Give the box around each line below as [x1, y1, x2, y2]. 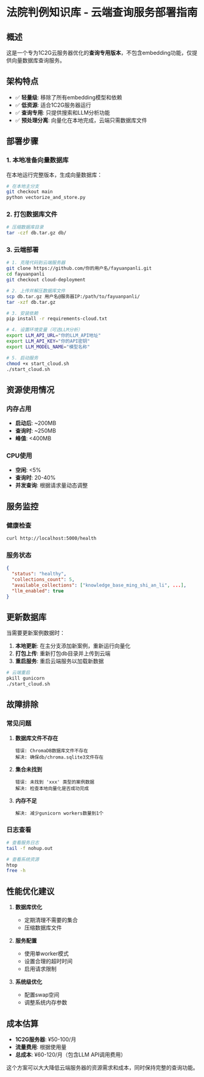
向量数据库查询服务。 [11, 57, 65, 64]
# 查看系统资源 [6, 856, 40, 862]
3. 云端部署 [6, 245, 39, 254]
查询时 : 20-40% [15, 474, 56, 481]
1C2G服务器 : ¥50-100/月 [15, 1036, 77, 1043]
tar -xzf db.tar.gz [6, 299, 56, 305]
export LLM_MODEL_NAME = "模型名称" [6, 344, 90, 350]
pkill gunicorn [6, 675, 45, 682]
